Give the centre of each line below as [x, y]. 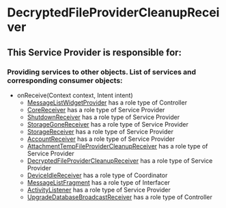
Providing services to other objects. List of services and [102, 72]
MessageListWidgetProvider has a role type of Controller [107, 102]
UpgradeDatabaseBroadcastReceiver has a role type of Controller [120, 197]
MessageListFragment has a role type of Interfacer [99, 182]
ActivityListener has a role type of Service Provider [99, 190]
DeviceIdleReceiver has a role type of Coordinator [97, 175]
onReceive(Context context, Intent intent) [75, 95]
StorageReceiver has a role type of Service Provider [100, 131]
